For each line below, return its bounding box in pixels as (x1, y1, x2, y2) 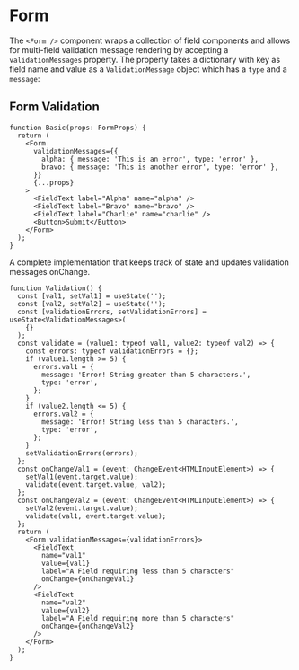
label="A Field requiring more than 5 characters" (41, 613, 235, 622)
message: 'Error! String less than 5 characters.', (41, 417, 240, 427)
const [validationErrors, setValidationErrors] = (17, 307, 207, 316)
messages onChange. (9, 266, 91, 277)
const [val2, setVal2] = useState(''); (17, 299, 167, 308)
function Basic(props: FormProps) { (9, 123, 146, 132)
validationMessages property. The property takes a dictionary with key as (9, 54, 281, 65)
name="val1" (41, 551, 87, 560)
